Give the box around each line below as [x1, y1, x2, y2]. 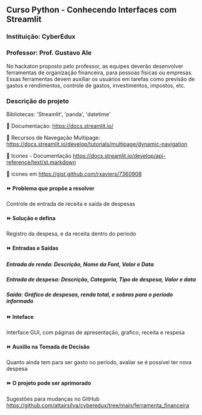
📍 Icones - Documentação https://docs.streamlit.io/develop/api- [6, 152, 166, 159]
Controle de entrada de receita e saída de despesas [6, 200, 135, 207]
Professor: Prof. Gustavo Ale [6, 48, 92, 57]
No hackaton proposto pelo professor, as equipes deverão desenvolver [6, 62, 183, 70]
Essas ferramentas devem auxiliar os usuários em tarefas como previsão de [6, 75, 195, 82]
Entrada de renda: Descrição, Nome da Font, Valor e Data [6, 260, 154, 268]
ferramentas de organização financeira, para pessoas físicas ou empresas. [6, 69, 193, 76]
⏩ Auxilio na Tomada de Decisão [6, 343, 90, 350]
